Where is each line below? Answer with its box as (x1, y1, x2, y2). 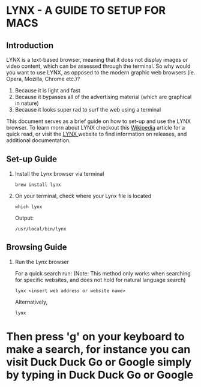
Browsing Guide (6, 242, 67, 253)
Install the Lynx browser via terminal (14, 170, 104, 177)
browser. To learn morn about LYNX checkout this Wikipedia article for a (6, 124, 185, 131)
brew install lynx (14, 181, 61, 188)
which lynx (14, 203, 43, 210)
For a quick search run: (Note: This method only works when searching (14, 269, 191, 277)
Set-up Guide (6, 154, 57, 164)
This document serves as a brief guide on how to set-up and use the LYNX (6, 118, 191, 125)
